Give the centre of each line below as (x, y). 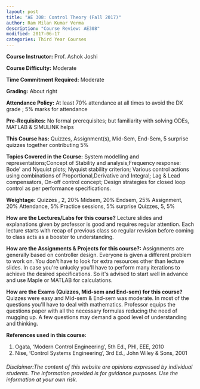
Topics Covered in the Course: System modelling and (73, 157)
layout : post (22, 12)
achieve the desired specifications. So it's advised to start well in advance (97, 274)
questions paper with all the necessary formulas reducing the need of (92, 311)
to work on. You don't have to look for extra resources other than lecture (95, 261)
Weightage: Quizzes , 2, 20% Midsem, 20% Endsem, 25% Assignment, (95, 200)
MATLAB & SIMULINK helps (40, 127)
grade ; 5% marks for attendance (47, 109)
